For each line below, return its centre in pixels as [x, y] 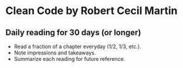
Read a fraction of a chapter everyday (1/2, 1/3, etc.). [77, 46]
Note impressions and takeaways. [55, 53]
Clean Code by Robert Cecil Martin [91, 11]
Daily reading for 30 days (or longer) [73, 33]
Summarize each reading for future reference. [70, 59]
